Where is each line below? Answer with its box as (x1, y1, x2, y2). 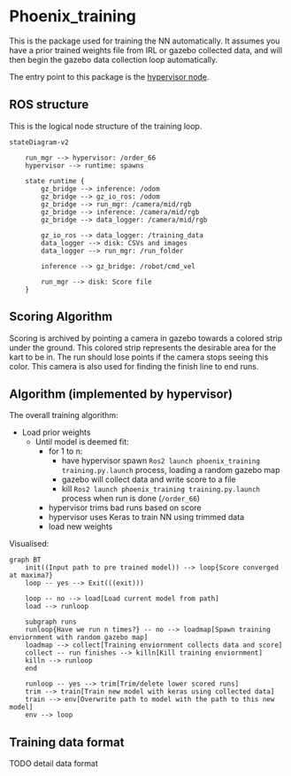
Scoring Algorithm (9, 309, 113, 324)
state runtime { (25, 176, 86, 185)
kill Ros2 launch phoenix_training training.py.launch (61, 484, 261, 494)
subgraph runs (25, 617, 77, 626)
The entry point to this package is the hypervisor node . (9, 71, 210, 81)
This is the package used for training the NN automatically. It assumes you (9, 35, 280, 46)
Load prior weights (21, 427, 91, 438)
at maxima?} (9, 571, 53, 580)
